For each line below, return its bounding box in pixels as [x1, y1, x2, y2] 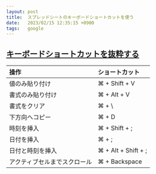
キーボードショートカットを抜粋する [6, 49, 139, 59]
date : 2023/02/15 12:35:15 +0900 [6, 20, 95, 26]
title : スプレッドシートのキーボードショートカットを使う [6, 14, 134, 20]
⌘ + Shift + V [98, 79, 135, 88]
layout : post [6, 8, 39, 15]
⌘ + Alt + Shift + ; [98, 147, 148, 155]
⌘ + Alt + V [98, 91, 130, 99]
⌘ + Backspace [98, 157, 142, 166]
